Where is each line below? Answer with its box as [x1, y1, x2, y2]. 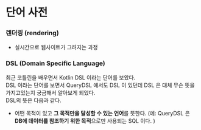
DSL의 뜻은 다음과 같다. [5, 97, 62, 104]
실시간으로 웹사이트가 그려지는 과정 [14, 44, 98, 51]
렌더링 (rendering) [5, 29, 59, 37]
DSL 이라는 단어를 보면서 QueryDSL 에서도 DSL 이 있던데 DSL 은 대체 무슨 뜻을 [5, 81, 196, 89]
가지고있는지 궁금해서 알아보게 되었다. [5, 89, 96, 96]
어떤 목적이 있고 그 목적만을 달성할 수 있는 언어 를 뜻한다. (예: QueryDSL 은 [14, 109, 190, 117]
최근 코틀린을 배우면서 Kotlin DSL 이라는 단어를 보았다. [5, 74, 136, 81]
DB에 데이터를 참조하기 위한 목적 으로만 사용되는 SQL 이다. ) [14, 117, 156, 125]
